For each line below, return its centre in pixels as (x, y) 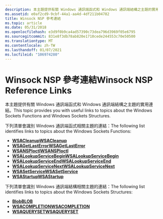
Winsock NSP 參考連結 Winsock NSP (79, 80)
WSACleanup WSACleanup (39, 141)
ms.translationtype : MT (29, 41)
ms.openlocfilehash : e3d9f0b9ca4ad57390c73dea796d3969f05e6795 (70, 32)
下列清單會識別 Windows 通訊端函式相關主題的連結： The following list (75, 126)
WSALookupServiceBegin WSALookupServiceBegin (65, 156)
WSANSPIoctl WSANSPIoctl (40, 151)
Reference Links (38, 90)
